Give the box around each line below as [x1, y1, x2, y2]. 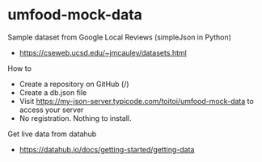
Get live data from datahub [7, 129, 97, 139]
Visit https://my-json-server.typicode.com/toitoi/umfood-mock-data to [19, 96, 254, 106]
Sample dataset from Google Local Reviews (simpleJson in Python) [7, 32, 232, 42]
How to [7, 63, 32, 73]
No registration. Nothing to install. [19, 113, 132, 123]
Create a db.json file [19, 87, 87, 98]
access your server [19, 105, 84, 114]
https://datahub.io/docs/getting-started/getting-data [19, 144, 195, 154]
